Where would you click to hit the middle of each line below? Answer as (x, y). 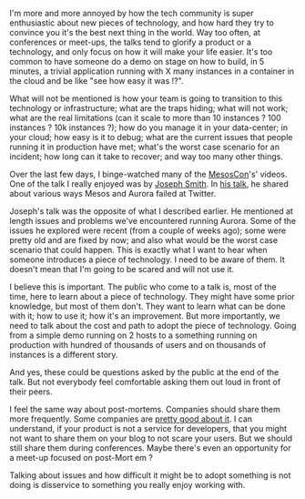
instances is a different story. (64, 355)
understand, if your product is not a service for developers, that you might (148, 428)
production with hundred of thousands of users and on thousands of (138, 345)
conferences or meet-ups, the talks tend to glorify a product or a (131, 42)
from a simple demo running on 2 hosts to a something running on (133, 335)
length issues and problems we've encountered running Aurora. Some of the (153, 221)
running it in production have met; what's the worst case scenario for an (145, 147)
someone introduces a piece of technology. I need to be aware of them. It (147, 260)
